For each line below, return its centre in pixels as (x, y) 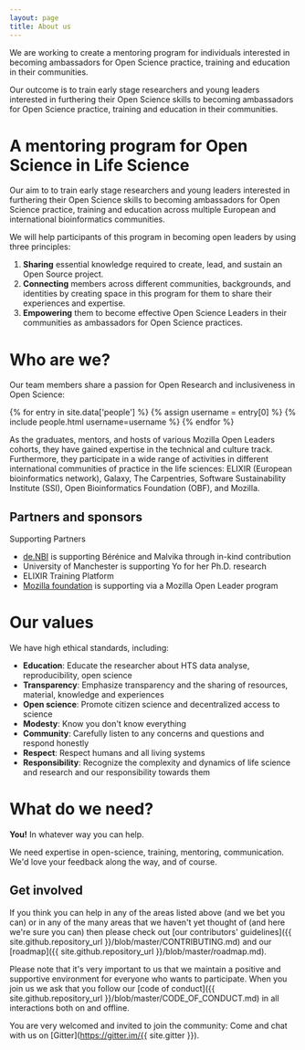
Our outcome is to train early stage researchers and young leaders (135, 89)
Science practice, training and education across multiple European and (143, 210)
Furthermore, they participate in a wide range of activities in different (139, 459)
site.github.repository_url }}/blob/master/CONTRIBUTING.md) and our (141, 941)
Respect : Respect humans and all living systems (114, 753)
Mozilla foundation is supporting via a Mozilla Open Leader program (150, 586)
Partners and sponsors (76, 517)
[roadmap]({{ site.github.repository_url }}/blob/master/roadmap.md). (138, 951)
